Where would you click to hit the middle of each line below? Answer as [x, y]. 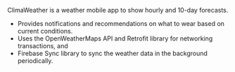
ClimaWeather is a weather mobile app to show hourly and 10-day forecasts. [118, 10]
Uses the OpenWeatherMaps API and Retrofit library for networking [115, 38]
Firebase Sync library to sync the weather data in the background [112, 53]
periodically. [35, 61]
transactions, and [43, 46]
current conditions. [45, 31]
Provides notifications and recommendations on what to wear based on [121, 23]
